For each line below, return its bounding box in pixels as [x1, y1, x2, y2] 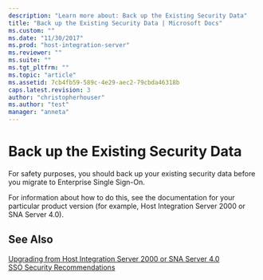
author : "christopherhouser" [8, 93, 105, 101]
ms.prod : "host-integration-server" [8, 41, 130, 49]
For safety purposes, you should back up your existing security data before [8, 168, 256, 178]
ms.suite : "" [8, 57, 52, 65]
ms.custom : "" [8, 26, 56, 34]
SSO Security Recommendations [8, 262, 116, 272]
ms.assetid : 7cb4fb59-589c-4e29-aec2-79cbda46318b [8, 78, 180, 86]
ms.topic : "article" [8, 71, 77, 79]
